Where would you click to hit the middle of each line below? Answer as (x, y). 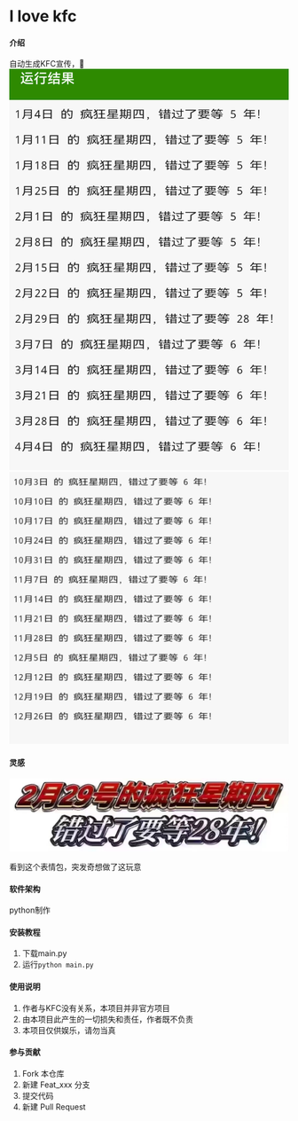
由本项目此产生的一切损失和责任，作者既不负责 (107, 1019)
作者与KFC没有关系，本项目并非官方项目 (96, 1007)
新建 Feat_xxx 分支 (56, 1085)
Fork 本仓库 (43, 1073)
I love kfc (43, 16)
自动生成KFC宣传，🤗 (47, 64)
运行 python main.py (58, 965)
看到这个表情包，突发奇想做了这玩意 (75, 867)
